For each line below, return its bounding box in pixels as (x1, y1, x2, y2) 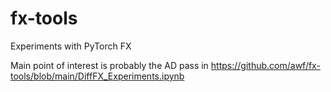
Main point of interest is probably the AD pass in (10, 59, 209, 71)
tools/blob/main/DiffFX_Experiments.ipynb (10, 70, 185, 82)
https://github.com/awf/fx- (210, 59, 321, 71)
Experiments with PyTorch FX (10, 40, 132, 52)
